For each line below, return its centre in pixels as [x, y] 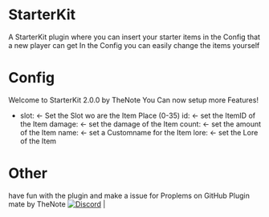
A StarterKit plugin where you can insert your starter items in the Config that [134, 37]
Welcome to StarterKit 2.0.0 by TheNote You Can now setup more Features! [134, 100]
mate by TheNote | [57, 204]
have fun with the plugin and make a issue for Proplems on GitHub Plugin [129, 195]
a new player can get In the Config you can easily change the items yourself [134, 45]
